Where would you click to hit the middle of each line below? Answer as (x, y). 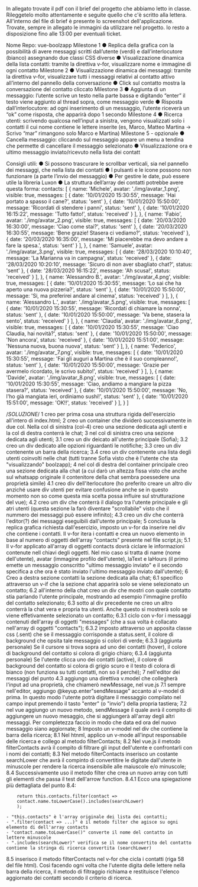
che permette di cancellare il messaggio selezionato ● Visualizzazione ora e (99, 146)
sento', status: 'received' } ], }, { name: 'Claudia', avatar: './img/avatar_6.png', (99, 321)
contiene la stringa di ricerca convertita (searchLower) (79, 848)
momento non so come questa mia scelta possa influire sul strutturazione (95, 496)
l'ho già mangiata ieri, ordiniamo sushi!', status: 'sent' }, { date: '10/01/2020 (97, 396)
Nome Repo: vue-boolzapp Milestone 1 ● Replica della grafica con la (90, 45)
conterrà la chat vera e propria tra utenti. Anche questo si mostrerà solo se (97, 609)
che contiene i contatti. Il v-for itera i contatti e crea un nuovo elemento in (95, 534)
